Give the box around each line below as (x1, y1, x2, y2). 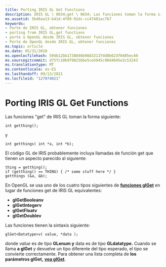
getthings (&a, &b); (5, 173, 48, 178)
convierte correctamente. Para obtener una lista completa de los (5, 251, 137, 257)
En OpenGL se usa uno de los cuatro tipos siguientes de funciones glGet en (5, 182, 161, 188)
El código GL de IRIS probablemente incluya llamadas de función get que (5, 150, 154, 156)
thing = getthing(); (5, 165, 48, 170)
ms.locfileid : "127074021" (5, 76, 61, 81)
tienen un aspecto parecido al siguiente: (5, 155, 87, 161)
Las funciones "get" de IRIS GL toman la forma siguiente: (5, 114, 121, 119)
